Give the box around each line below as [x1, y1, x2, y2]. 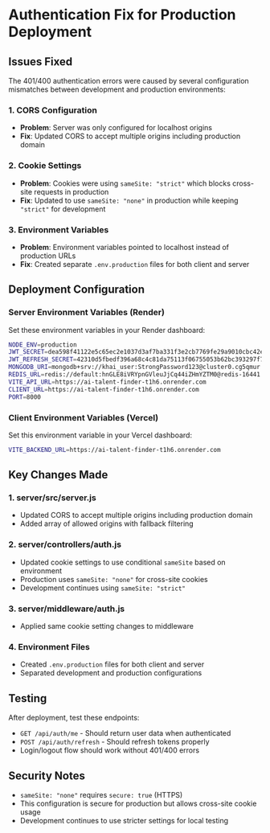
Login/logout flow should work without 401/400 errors [19, 745, 199, 755]
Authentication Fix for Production [8, 6, 236, 24]
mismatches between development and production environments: [8, 84, 227, 94]
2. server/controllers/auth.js [8, 539, 122, 550]
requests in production [34, 187, 109, 196]
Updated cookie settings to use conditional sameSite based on [19, 557, 227, 567]
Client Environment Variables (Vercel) [8, 412, 159, 423]
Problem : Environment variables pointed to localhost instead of [19, 242, 229, 252]
